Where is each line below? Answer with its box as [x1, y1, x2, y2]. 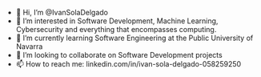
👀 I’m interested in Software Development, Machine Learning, [15, 16, 219, 26]
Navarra [15, 42, 43, 51]
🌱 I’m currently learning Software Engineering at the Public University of [15, 33, 254, 43]
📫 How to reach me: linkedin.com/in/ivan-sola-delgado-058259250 [15, 59, 242, 68]
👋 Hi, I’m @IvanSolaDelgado [15, 8, 108, 17]
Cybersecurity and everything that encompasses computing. [15, 25, 217, 34]
